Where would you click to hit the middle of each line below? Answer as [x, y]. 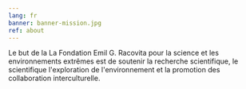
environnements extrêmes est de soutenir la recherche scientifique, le [123, 61]
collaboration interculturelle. [54, 78]
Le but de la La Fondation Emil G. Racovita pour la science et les [114, 53]
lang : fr [23, 15]
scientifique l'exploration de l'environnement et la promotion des [114, 70]
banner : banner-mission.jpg [55, 23]
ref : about [26, 30]
